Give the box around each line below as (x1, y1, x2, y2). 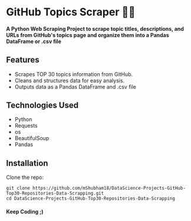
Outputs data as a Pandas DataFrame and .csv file (14, 83, 137, 90)
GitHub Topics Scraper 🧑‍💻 (6, 5, 136, 19)
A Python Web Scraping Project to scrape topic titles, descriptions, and (6, 25, 185, 32)
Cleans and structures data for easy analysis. (14, 77, 125, 84)
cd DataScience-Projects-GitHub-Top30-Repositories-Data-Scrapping (6, 196, 176, 201)
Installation (6, 158, 48, 168)
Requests (14, 122, 38, 129)
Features (6, 55, 39, 65)
